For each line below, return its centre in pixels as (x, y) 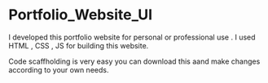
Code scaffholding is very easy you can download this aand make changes (134, 61)
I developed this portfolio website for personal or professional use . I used (132, 37)
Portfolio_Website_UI (81, 15)
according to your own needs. (59, 69)
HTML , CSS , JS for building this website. (79, 45)
